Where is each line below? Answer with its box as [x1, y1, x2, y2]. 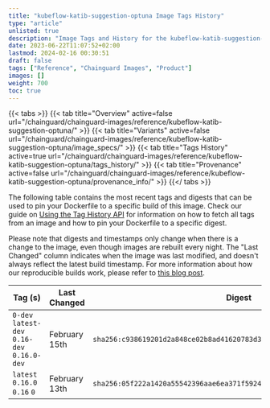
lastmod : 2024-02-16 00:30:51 [8, 49, 110, 57]
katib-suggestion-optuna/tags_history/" [8, 160, 140, 170]
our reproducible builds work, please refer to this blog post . [8, 268, 205, 278]
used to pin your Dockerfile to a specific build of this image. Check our [8, 201, 243, 211]
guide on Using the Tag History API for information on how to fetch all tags [8, 210, 255, 220]
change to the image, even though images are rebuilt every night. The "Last [8, 242, 259, 252]
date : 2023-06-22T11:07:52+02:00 [8, 42, 121, 50]
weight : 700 [8, 79, 48, 87]
